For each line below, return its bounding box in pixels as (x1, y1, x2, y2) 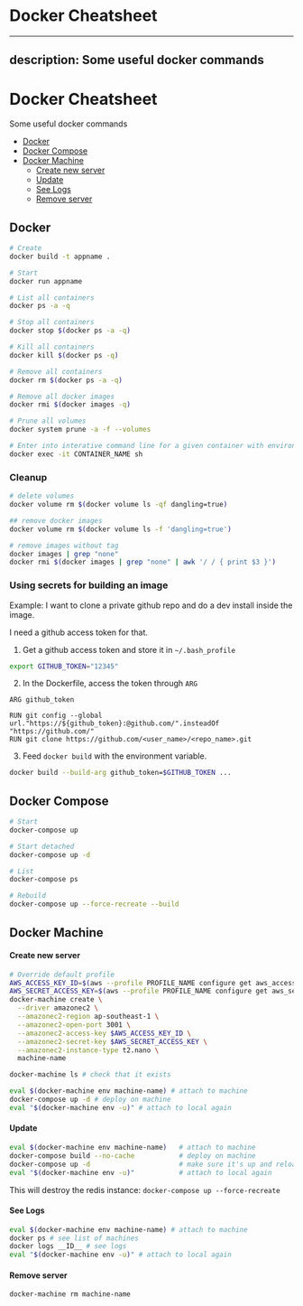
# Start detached (9, 842, 75, 851)
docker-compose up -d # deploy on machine (9, 1095, 171, 1105)
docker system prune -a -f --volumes (9, 425, 151, 434)
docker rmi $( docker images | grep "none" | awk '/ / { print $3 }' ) (9, 557, 277, 567)
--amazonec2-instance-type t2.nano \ (17, 1045, 160, 1055)
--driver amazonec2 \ (17, 1003, 99, 1012)
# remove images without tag (9, 541, 119, 550)
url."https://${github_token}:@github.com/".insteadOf (9, 719, 220, 728)
